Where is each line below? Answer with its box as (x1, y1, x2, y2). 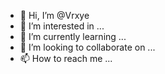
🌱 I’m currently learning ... (19, 31, 127, 42)
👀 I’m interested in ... (19, 20, 105, 32)
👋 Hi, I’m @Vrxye (19, 10, 90, 21)
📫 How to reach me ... (19, 53, 113, 64)
